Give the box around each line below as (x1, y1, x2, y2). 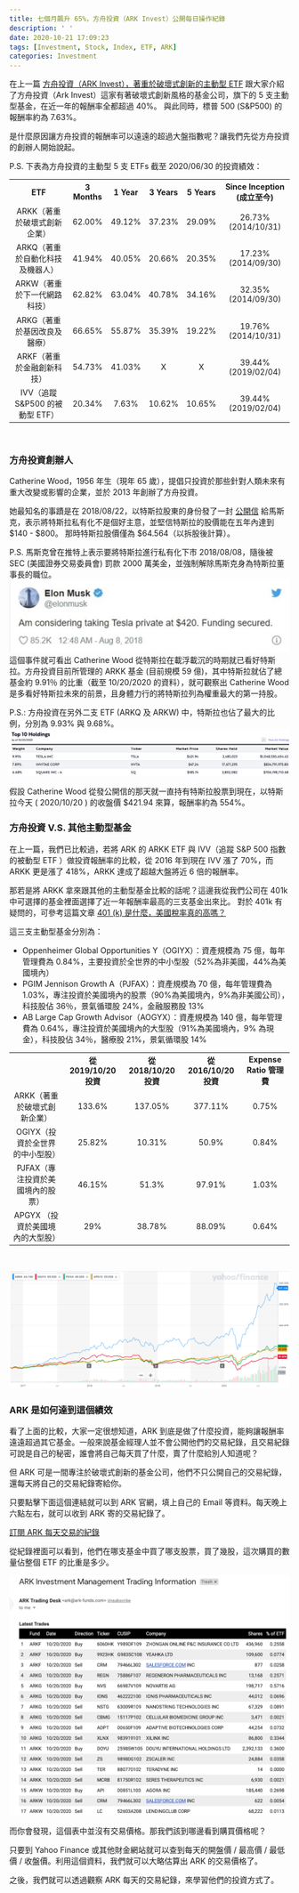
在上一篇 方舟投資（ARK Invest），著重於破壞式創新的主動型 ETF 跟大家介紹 (9, 78, 285, 89)
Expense (248, 1055, 282, 1065)
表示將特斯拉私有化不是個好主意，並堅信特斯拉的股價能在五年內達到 (24, 516, 274, 527)
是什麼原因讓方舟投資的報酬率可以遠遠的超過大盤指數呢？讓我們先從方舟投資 (9, 131, 290, 142)
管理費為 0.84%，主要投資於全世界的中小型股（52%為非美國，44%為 (21, 956, 279, 967)
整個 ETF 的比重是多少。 (24, 1557, 114, 1568)
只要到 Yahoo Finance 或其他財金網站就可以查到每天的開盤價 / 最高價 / (9, 1844, 268, 1855)
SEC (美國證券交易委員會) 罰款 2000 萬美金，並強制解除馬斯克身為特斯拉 (9, 557, 278, 569)
